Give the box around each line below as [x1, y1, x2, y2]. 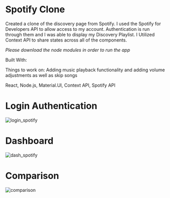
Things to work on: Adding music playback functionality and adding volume [5, 67, 165, 73]
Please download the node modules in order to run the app [5, 47, 130, 53]
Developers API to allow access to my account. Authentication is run [5, 26, 150, 32]
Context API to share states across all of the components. [5, 37, 127, 43]
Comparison [5, 170, 60, 182]
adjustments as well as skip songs [5, 72, 78, 78]
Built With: [5, 56, 27, 63]
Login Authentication [5, 100, 98, 112]
